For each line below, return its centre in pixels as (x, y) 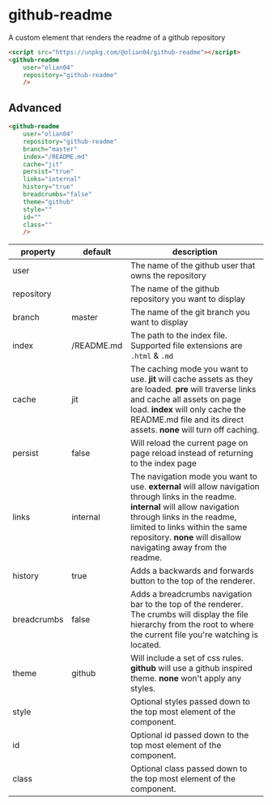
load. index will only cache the (189, 410)
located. (146, 645)
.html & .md (152, 356)
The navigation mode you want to (194, 476)
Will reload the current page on (189, 443)
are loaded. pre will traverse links (193, 390)
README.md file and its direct (187, 420)
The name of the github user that (193, 265)
